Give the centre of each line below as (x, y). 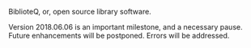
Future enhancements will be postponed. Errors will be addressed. (119, 36)
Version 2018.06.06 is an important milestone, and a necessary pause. (125, 27)
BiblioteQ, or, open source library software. (80, 12)
